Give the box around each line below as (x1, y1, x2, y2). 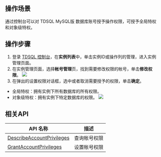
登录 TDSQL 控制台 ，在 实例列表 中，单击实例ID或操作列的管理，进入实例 (12, 54, 157, 60)
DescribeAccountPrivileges (7, 135, 70, 141)
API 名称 (29, 126, 48, 132)
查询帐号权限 (74, 135, 104, 141)
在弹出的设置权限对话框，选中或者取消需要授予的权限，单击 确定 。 (12, 78, 144, 84)
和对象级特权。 (5, 24, 35, 30)
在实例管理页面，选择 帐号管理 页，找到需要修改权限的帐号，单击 (12, 66, 140, 72)
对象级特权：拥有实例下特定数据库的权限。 (12, 94, 97, 100)
